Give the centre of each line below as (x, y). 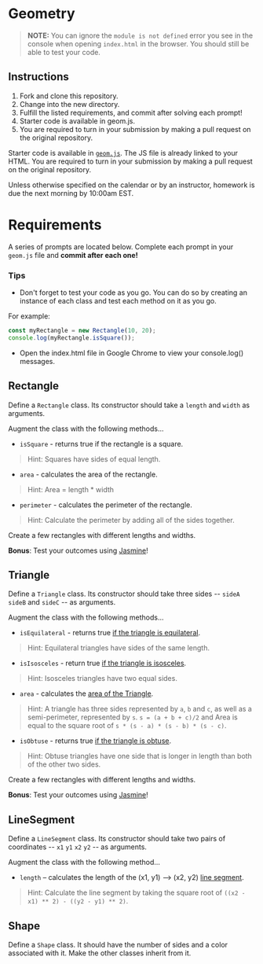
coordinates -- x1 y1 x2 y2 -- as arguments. (78, 847)
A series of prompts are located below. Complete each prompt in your (121, 247)
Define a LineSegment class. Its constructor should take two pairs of (117, 839)
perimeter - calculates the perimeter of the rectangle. (106, 505)
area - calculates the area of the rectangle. (89, 474)
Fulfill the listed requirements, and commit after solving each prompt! (131, 112)
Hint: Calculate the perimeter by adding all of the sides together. (131, 520)
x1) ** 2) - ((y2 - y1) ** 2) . (78, 901)
